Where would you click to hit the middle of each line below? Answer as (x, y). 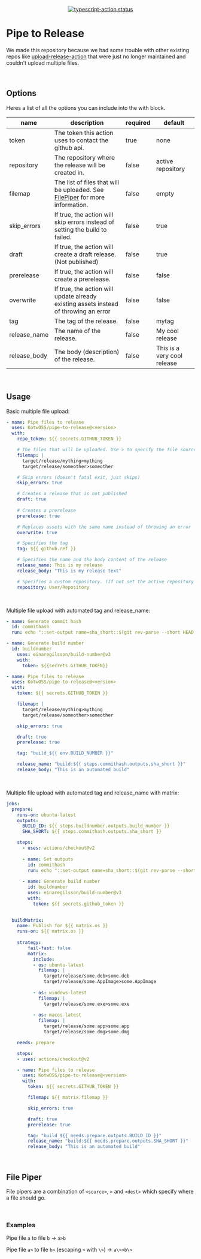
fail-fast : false (49, 948)
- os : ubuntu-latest (58, 965)
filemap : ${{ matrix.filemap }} (68, 1098)
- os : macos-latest (57, 1015)
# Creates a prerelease (47, 510)
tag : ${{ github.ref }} (47, 549)
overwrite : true (37, 532)
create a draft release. (85, 254)
